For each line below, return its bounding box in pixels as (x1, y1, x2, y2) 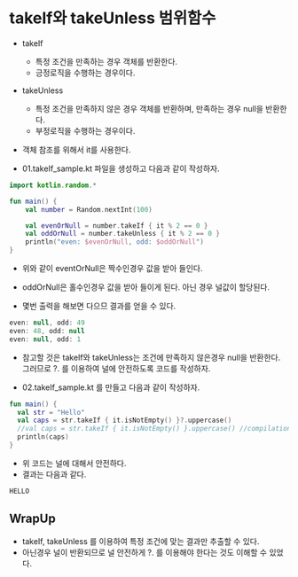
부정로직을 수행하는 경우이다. (35, 125, 136, 136)
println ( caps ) (17, 433, 69, 441)
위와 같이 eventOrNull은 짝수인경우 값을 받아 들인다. (21, 263, 203, 274)
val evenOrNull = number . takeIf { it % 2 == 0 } (25, 221, 208, 230)
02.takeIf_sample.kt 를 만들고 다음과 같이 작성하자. (21, 382, 200, 393)
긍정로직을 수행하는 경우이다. (35, 67, 136, 78)
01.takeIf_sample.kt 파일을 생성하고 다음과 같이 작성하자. (21, 163, 220, 174)
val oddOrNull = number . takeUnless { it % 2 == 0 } (25, 230, 220, 238)
